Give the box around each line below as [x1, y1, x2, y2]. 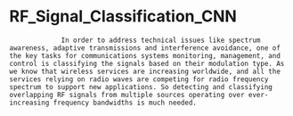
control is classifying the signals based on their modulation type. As [9, 59, 285, 68]
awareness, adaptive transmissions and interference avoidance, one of [9, 43, 281, 53]
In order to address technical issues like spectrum [61, 36, 261, 45]
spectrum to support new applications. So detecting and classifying [9, 82, 273, 91]
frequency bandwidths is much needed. [53, 98, 198, 107]
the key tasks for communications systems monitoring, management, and [9, 51, 281, 60]
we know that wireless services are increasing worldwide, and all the [9, 67, 281, 76]
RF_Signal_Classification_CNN [9, 6, 238, 27]
